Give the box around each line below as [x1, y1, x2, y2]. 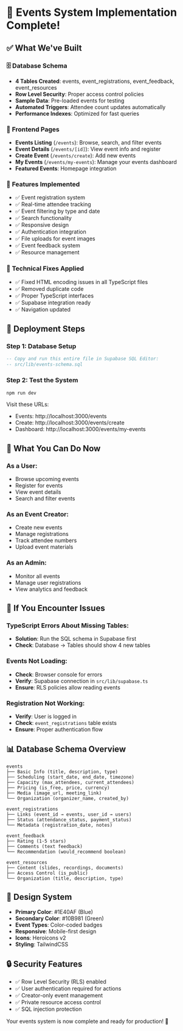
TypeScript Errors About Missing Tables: [6, 621, 129, 630]
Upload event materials [15, 543, 74, 551]
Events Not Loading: [6, 657, 68, 665]
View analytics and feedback [15, 585, 88, 593]
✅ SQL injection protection [15, 1005, 82, 1013]
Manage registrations [15, 530, 69, 538]
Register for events [15, 482, 63, 490]
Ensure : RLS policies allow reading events [15, 683, 120, 691]
